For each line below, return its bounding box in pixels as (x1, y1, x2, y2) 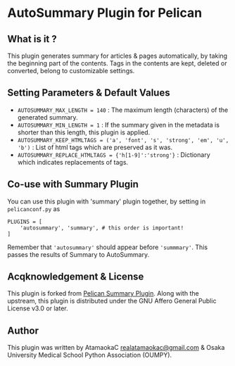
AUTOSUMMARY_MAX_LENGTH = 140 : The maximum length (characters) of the (17, 106, 229, 114)
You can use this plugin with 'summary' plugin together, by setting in (7, 197, 206, 206)
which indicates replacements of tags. (17, 158, 129, 166)
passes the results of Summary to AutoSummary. (7, 250, 150, 258)
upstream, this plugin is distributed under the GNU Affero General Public (7, 297, 217, 305)
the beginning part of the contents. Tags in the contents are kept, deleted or (7, 59, 227, 68)
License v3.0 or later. (7, 304, 68, 313)
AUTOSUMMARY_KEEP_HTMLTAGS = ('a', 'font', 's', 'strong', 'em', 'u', (17, 137, 229, 144)
